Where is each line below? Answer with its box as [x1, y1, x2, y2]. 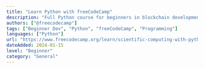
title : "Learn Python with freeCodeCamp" [6, 8, 113, 15]
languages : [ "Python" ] [6, 31, 64, 37]
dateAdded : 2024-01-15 [6, 43, 64, 49]
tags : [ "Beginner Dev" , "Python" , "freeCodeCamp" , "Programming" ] [6, 25, 178, 32]
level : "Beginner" [6, 48, 53, 54]
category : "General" [6, 53, 59, 59]
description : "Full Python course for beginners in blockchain [6, 14, 170, 20]
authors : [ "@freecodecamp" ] [6, 20, 78, 26]
